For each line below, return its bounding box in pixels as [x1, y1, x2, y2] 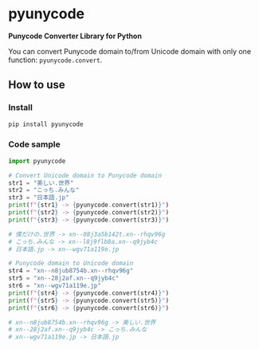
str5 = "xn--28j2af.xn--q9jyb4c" [8, 274, 120, 283]
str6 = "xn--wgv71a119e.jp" [8, 282, 102, 290]
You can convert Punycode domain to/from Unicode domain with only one [8, 46, 252, 56]
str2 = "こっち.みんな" [8, 186, 80, 194]
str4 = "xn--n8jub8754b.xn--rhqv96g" [8, 267, 134, 275]
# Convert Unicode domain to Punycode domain [8, 171, 162, 179]
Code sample [8, 139, 61, 150]
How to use [8, 78, 65, 92]
